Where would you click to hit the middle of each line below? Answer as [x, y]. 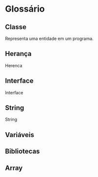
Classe [16, 27]
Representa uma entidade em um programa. [49, 38]
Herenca [14, 65]
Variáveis [20, 135]
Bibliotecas [22, 151]
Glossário [25, 9]
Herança [18, 54]
